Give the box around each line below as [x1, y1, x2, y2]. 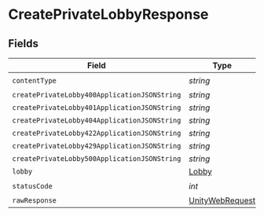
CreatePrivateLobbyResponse [8, 5, 209, 24]
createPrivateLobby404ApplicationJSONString [12, 116, 181, 125]
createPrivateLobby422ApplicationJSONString [12, 129, 181, 137]
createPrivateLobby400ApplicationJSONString [12, 90, 181, 99]
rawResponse [12, 196, 57, 205]
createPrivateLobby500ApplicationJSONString [12, 155, 181, 163]
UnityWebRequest [188, 195, 256, 206]
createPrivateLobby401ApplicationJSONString [12, 104, 181, 112]
